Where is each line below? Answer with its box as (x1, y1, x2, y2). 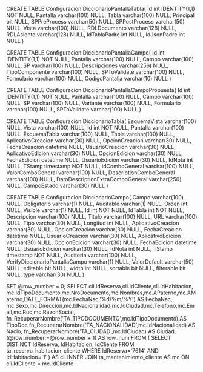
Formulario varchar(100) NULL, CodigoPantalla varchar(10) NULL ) (6, 75, 171, 82)
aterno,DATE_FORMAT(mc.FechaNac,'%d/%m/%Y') (6, 296, 136, 302)
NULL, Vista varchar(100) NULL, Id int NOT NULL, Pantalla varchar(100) (6, 124, 184, 131)
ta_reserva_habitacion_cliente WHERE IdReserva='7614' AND (6, 347, 159, 354)
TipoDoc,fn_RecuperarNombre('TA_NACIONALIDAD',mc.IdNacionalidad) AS (6, 321, 196, 328)
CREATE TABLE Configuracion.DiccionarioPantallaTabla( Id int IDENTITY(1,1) (6, 5, 195, 12)
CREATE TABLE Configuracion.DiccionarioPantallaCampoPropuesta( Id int (6, 87, 190, 93)
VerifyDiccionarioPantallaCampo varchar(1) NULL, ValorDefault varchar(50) (6, 258, 194, 265)
